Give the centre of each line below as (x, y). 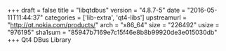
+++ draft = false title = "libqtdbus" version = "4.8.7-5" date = (97, 10)
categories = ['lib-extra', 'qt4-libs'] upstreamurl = (116, 17)
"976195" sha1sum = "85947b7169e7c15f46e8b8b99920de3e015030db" (112, 32)
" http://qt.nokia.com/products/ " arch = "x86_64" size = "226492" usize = (113, 25)
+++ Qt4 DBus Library (39, 40)
